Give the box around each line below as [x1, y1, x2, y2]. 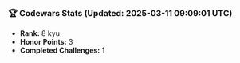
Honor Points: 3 [19, 37, 73, 47]
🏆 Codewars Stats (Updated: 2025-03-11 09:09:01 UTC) [8, 7, 233, 18]
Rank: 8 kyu [19, 29, 60, 38]
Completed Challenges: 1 [19, 45, 105, 55]
